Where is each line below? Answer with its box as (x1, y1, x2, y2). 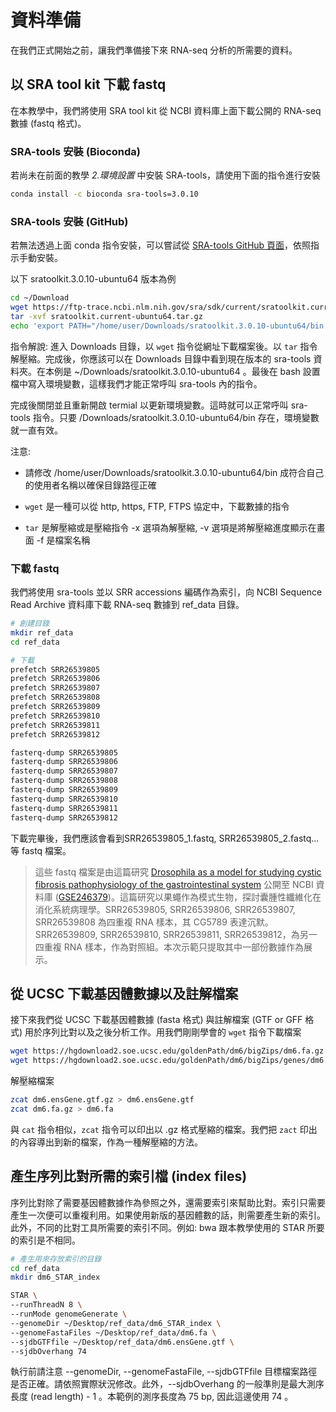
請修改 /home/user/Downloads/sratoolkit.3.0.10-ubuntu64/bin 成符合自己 (24, 466, 325, 478)
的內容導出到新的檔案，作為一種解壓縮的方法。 (10, 1136, 203, 1148)
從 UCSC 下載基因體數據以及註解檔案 (10, 985, 239, 1002)
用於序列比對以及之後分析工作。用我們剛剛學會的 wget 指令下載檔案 (24, 1026, 302, 1038)
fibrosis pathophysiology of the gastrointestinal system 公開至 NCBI (34, 878, 314, 890)
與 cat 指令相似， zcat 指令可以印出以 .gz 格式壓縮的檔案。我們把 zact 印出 (10, 1123, 318, 1135)
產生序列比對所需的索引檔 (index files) (10, 1168, 248, 1185)
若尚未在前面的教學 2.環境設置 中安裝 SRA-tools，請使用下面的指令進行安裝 (10, 169, 322, 181)
